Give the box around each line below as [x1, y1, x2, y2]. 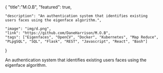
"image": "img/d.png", [5, 26, 51, 31]
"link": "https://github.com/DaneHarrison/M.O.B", [5, 31, 111, 36]
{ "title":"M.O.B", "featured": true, [5, 4, 72, 10]
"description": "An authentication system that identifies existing [5, 14, 148, 18]
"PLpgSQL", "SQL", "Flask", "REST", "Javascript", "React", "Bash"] [5, 39, 148, 44]
